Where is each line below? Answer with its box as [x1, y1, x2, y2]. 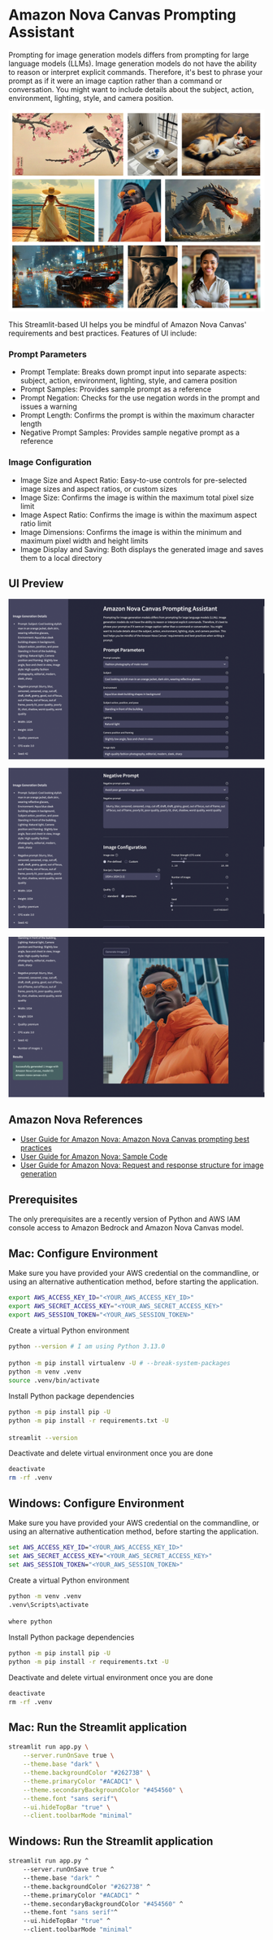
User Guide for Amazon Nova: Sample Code [19, 1152, 168, 1162]
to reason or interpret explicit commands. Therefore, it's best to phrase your [8, 67, 263, 77]
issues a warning [19, 401, 77, 412]
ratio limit [19, 519, 52, 528]
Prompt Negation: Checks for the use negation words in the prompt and [19, 393, 260, 403]
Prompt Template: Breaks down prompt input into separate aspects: [19, 367, 247, 377]
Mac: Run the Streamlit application [8, 1720, 188, 1735]
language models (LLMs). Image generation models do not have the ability [8, 59, 258, 68]
